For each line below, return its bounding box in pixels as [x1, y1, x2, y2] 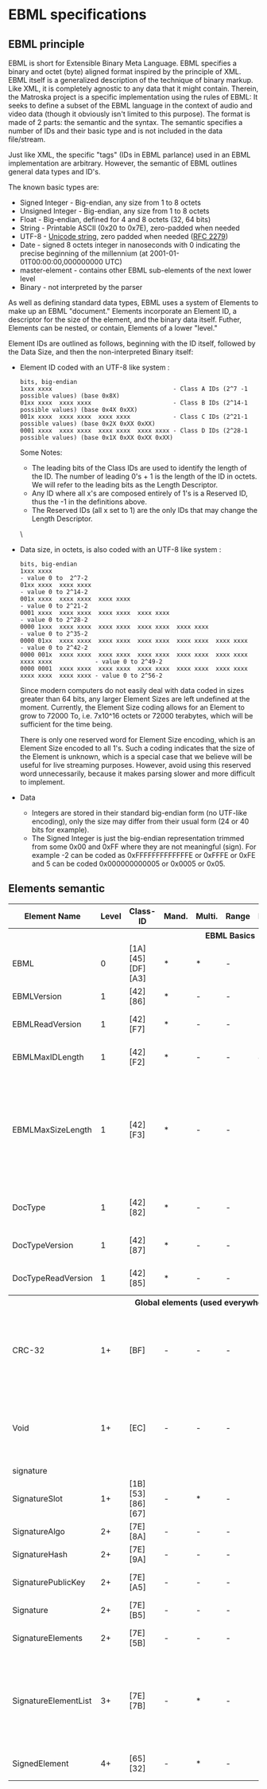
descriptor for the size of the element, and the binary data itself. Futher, [8, 315, 242, 324]
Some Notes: [19, 448, 63, 457]
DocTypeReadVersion [12, 1272, 93, 1283]
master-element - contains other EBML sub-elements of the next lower [19, 265, 252, 275]
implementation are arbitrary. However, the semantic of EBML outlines [8, 159, 238, 168]
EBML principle [8, 37, 85, 51]
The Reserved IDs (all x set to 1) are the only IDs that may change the [31, 506, 258, 515]
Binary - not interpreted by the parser [19, 283, 143, 292]
